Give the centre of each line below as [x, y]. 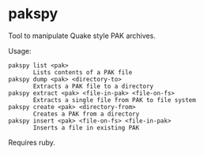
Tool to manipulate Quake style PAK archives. [82, 36]
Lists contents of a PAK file [83, 72]
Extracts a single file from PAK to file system [114, 100]
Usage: [20, 51]
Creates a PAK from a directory [86, 114]
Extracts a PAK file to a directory [93, 86]
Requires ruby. [32, 142]
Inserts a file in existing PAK [86, 127]
